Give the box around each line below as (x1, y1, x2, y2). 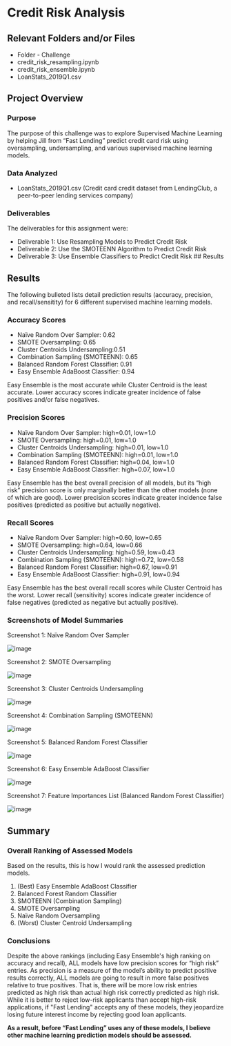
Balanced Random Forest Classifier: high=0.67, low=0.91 (17, 563, 177, 571)
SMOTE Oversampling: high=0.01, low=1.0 (17, 436, 137, 444)
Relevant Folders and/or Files (7, 32, 136, 44)
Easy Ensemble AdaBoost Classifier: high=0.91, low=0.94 (17, 570, 181, 578)
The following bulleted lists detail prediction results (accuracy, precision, (7, 291, 213, 299)
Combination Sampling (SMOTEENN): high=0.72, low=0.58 (17, 555, 184, 563)
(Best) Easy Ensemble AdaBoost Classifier (17, 882, 137, 890)
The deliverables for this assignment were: (7, 224, 128, 233)
